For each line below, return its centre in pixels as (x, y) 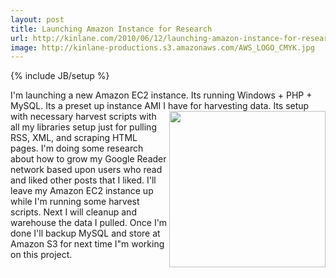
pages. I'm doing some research (77, 148)
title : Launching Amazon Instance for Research (111, 29)
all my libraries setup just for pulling (83, 127)
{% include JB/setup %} (60, 76)
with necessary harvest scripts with (83, 117)
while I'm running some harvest (75, 202)
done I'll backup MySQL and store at (85, 233)
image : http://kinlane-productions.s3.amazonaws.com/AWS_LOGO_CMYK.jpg (162, 47)
